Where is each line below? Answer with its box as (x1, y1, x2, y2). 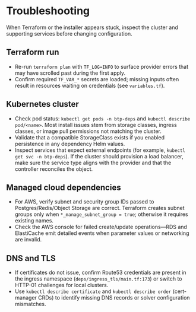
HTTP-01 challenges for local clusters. (14, 282, 109, 289)
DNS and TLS (6, 253, 56, 263)
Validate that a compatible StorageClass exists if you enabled (14, 133, 165, 141)
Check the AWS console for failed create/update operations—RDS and (14, 224, 187, 231)
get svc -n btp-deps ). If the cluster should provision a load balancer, (14, 152, 184, 160)
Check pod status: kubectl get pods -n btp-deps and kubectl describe (14, 114, 191, 122)
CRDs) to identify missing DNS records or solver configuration (38, 294, 190, 301)
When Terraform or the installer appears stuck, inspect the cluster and (6, 24, 178, 31)
